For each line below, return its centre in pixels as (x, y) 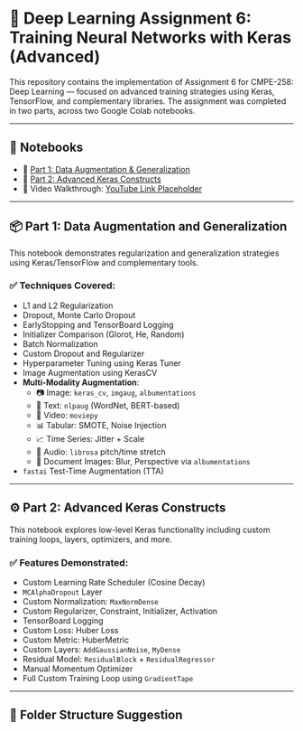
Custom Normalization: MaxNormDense (91, 601)
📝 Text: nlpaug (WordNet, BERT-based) (108, 405)
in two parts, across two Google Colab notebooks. (102, 110)
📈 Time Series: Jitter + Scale (90, 438)
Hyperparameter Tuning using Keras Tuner (102, 363)
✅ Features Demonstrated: (69, 562)
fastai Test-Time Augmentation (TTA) (93, 471)
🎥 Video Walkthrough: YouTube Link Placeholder (112, 188)
